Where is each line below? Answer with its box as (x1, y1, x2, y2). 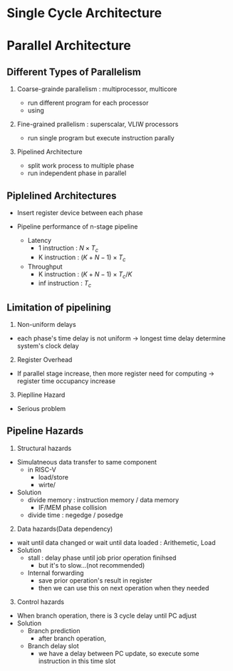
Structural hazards (16, 444, 72, 452)
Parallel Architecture (6, 38, 131, 54)
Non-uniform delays (16, 321, 76, 328)
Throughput (27, 262, 63, 271)
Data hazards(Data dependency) (16, 524, 113, 533)
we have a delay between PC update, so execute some (38, 649, 200, 657)
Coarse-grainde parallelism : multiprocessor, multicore (16, 85, 177, 93)
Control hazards (16, 597, 65, 606)
